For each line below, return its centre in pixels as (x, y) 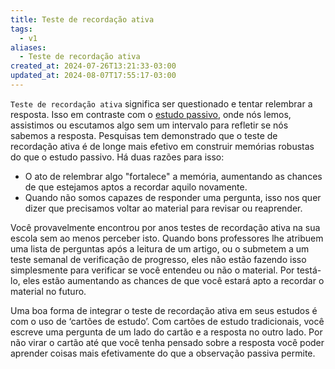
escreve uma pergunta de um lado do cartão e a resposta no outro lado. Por (166, 332)
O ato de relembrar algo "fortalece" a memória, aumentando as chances (173, 176)
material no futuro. (48, 291)
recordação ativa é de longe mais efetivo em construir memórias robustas (162, 146)
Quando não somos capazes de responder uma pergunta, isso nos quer (173, 197)
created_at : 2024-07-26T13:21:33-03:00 (93, 66)
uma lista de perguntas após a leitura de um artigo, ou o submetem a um (160, 248)
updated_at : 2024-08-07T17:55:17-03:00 (93, 76)
